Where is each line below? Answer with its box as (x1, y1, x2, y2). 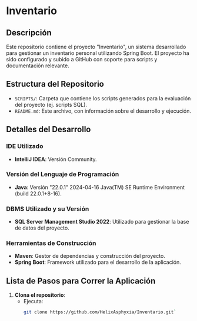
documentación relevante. (6, 62, 69, 69)
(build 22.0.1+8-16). (14, 190, 62, 197)
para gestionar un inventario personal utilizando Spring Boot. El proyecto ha (6, 50, 189, 57)
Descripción (6, 28, 52, 38)
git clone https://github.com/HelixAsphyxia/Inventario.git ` (23, 309, 176, 315)
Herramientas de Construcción (6, 239, 96, 247)
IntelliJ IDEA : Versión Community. (14, 155, 97, 163)
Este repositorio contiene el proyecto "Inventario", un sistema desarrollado (6, 43, 186, 50)
